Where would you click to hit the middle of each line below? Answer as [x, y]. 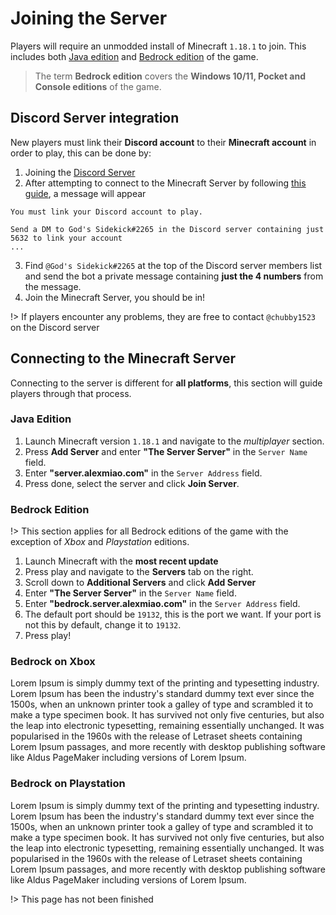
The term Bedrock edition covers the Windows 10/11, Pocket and [170, 76]
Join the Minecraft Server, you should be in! [115, 297]
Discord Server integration [95, 118]
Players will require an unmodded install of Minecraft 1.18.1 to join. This [158, 46]
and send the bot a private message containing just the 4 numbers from [174, 276]
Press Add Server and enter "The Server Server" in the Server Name [166, 451]
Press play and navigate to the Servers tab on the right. [139, 572]
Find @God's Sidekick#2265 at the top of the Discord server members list [173, 265]
